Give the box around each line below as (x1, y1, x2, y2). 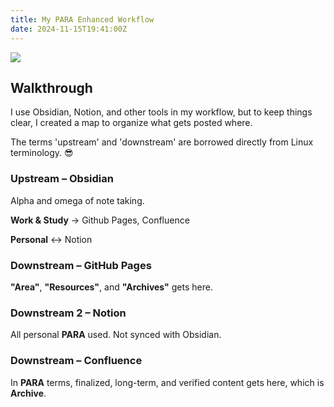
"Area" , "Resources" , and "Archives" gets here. (10, 281, 213, 293)
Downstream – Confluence (10, 354, 143, 368)
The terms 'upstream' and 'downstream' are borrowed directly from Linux (10, 136, 314, 148)
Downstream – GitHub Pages (10, 258, 152, 272)
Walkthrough (10, 79, 93, 96)
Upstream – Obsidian (10, 172, 114, 186)
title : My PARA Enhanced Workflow (10, 14, 155, 25)
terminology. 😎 (10, 147, 74, 159)
